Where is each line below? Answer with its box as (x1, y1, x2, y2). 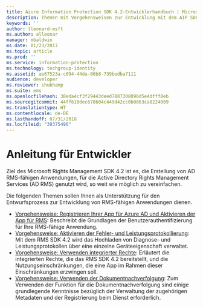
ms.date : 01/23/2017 (6, 43, 59, 49)
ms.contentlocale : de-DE (6, 110, 69, 116)
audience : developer (6, 76, 59, 82)
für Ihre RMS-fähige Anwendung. (14, 223, 98, 231)
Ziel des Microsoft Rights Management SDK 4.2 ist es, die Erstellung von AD (6, 168, 195, 175)
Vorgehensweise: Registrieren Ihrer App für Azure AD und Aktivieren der (14, 210, 196, 218)
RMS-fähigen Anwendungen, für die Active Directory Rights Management (6, 174, 189, 182)
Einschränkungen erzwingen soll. (14, 268, 98, 276)
